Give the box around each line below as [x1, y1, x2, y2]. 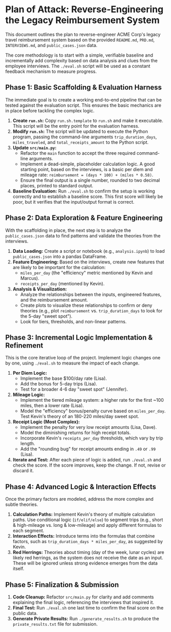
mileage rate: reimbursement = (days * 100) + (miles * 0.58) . [20, 172, 154, 178]
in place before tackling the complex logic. [5, 107, 95, 113]
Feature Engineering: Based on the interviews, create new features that [12, 259, 164, 265]
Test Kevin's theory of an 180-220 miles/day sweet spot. [20, 414, 139, 420]
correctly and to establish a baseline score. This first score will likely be [12, 193, 163, 200]
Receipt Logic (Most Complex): [12, 419, 80, 425]
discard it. [12, 468, 34, 474]
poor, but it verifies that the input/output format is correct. [12, 199, 135, 205]
